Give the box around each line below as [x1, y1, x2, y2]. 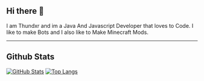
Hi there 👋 [6, 6, 44, 16]
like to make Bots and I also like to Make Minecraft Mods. [6, 28, 149, 36]
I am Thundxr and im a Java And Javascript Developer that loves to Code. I [6, 22, 194, 29]
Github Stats [6, 52, 55, 62]
